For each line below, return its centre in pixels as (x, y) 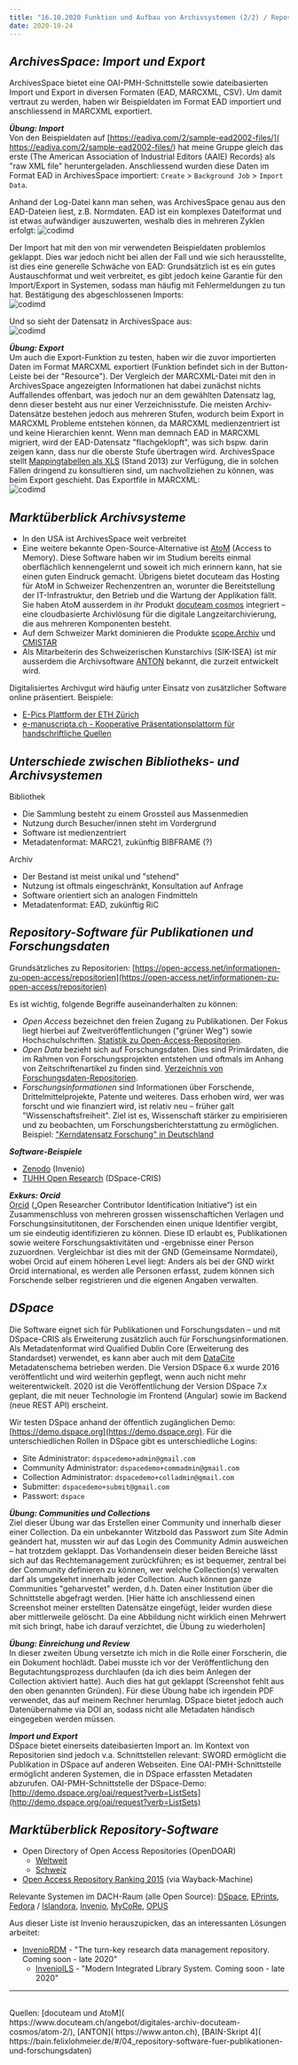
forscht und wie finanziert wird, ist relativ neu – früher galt (128, 1106)
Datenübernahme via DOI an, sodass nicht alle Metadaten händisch (132, 1709)
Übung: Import (37, 129)
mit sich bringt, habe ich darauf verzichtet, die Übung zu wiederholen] (137, 1626)
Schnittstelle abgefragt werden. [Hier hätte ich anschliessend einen (132, 1597)
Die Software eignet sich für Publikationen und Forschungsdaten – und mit (145, 1329)
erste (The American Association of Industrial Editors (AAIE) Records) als (142, 157)
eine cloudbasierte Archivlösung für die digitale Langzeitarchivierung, (149, 614)
